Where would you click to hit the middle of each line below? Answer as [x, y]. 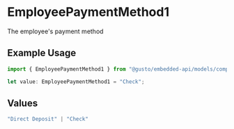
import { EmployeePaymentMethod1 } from [67, 69]
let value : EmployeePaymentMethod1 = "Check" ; [76, 81]
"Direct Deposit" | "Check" [48, 119]
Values [23, 103]
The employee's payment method [55, 31]
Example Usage [42, 53]
